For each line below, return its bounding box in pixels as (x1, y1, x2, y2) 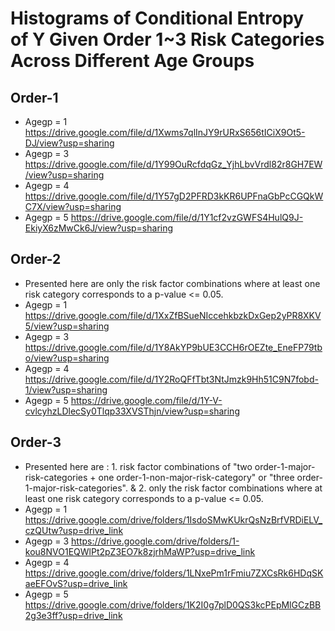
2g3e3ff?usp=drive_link (24, 609, 123, 621)
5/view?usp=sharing (24, 320, 110, 332)
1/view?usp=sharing (24, 383, 108, 396)
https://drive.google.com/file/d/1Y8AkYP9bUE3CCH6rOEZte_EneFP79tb (24, 341, 323, 353)
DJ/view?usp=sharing (24, 137, 115, 149)
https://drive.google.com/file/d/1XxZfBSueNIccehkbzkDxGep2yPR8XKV (24, 309, 322, 321)
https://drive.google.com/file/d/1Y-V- (70, 394, 223, 406)
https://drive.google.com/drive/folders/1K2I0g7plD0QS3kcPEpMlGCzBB (24, 598, 322, 611)
